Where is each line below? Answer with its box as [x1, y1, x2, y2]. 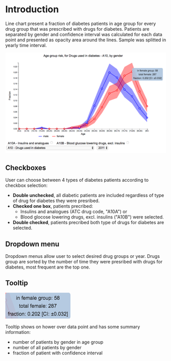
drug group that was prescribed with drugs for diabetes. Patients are [5, 26, 150, 32]
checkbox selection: [5, 182, 48, 188]
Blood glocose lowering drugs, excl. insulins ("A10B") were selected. [20, 214, 164, 220]
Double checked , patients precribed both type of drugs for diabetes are [12, 220, 164, 226]
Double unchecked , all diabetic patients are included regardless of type [12, 192, 164, 199]
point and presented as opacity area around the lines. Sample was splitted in [5, 37, 166, 43]
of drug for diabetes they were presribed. [12, 198, 100, 204]
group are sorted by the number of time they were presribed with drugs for [5, 259, 163, 265]
